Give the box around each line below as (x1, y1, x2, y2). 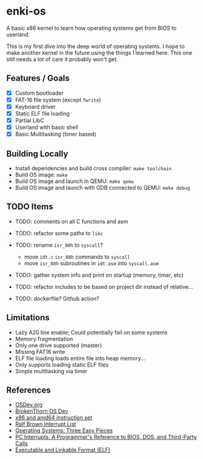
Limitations (6, 312, 50, 323)
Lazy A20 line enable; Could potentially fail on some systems (15, 328, 168, 336)
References (6, 385, 51, 396)
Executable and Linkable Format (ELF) (15, 446, 111, 454)
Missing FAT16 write (15, 348, 66, 355)
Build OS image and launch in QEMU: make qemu (15, 178, 134, 185)
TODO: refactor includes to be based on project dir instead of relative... (15, 283, 193, 290)
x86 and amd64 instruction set (15, 414, 92, 421)
